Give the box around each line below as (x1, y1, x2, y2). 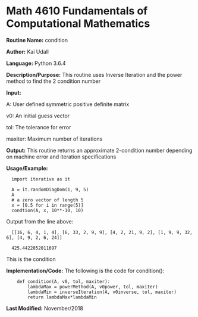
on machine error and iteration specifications (6, 153, 117, 160)
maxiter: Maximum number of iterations (6, 135, 103, 142)
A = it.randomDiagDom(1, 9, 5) (11, 187, 89, 192)
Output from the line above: (6, 217, 74, 225)
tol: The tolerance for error (6, 123, 71, 130)
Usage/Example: (6, 164, 48, 172)
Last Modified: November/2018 (6, 304, 83, 312)
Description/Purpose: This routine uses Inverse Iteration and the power (6, 71, 183, 78)
